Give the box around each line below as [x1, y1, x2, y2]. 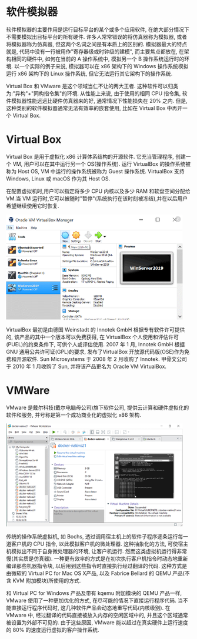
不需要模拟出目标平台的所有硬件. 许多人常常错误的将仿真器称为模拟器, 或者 [6, 33, 187, 40]
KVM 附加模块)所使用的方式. [12, 577, 81, 584]
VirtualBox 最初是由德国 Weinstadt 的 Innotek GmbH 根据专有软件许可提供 [6, 326, 185, 333]
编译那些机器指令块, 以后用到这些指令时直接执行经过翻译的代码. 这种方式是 [6, 562, 187, 569]
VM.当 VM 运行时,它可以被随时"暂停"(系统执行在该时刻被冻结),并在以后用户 [6, 195, 188, 202]
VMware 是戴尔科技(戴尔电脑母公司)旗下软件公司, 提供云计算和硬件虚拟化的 [6, 404, 189, 411]
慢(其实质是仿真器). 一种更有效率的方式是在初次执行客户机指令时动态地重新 [6, 555, 188, 562]
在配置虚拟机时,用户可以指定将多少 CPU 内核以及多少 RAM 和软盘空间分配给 [6, 188, 191, 195]
